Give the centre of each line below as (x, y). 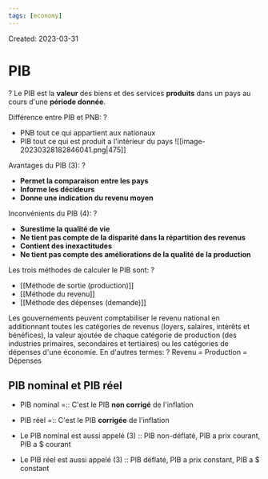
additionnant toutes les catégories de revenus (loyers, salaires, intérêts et (129, 326)
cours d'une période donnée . (57, 102)
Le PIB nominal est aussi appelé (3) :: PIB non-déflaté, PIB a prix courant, (140, 436)
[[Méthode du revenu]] (57, 294)
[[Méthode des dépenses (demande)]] (83, 302)
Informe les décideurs (57, 189)
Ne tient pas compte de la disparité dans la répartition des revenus (133, 237)
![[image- (190, 141)
